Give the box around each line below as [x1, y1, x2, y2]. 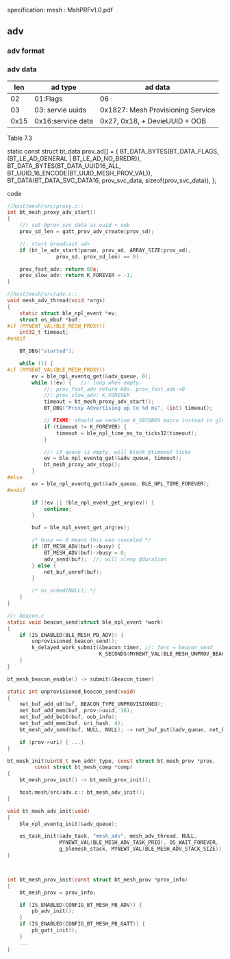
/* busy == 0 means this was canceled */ [31, 537, 152, 544]
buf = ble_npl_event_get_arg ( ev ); [31, 524, 130, 531]
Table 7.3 [7, 134, 33, 142]
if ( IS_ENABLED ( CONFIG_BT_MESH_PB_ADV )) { [19, 901, 142, 908]
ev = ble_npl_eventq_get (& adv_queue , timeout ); [43, 455, 183, 462]
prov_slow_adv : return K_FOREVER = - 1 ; [19, 272, 133, 279]
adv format [7, 46, 45, 56]
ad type [51, 82, 77, 92]
